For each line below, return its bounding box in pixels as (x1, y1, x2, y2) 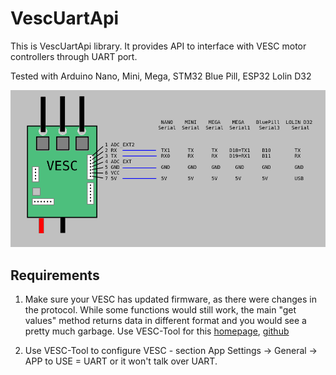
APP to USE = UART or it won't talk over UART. (24, 355, 218, 367)
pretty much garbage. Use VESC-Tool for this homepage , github (24, 325, 290, 337)
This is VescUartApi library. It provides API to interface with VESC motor (10, 40, 307, 52)
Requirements (10, 267, 100, 284)
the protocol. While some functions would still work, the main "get (24, 304, 297, 316)
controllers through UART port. (10, 50, 138, 62)
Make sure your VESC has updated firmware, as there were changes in (24, 293, 317, 306)
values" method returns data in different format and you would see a (24, 315, 307, 327)
